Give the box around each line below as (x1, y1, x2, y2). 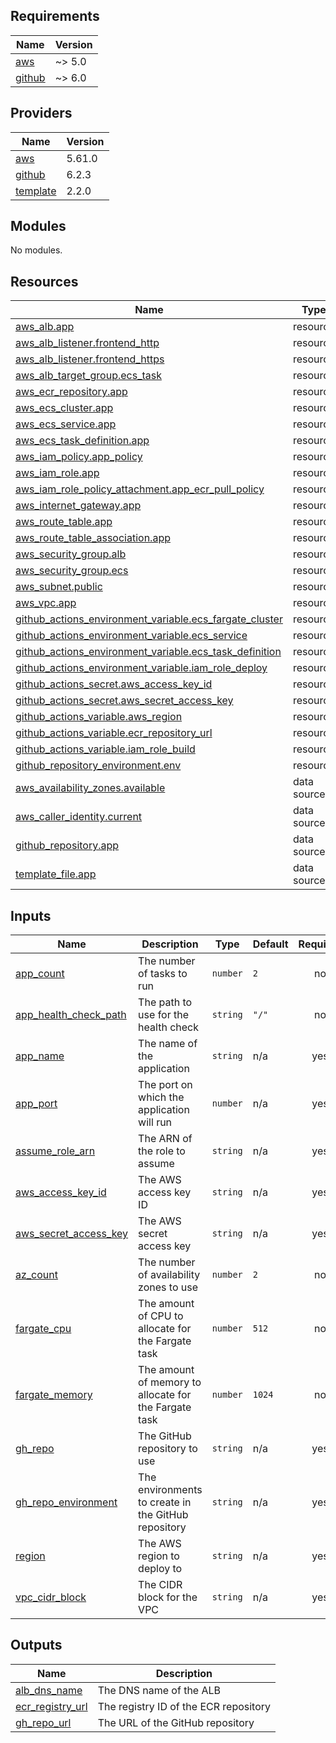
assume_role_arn (15, 1144, 96, 1158)
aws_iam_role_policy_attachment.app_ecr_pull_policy (15, 482, 265, 496)
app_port (15, 1097, 58, 1111)
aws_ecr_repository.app (15, 385, 128, 399)
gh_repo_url (15, 1715, 72, 1729)
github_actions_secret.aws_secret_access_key (15, 694, 234, 708)
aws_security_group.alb (15, 547, 127, 561)
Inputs (10, 907, 52, 924)
